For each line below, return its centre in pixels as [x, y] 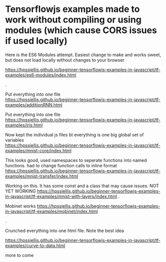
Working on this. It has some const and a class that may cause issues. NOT [82, 186]
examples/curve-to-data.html [35, 246]
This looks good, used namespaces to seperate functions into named [76, 160]
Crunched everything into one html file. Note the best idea [65, 231]
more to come [19, 255]
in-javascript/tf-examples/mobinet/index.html [51, 211]
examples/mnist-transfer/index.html [42, 176]
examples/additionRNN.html [34, 105]
